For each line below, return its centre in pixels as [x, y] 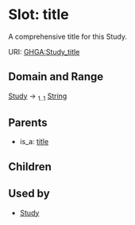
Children [30, 167]
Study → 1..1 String [38, 97]
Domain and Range [56, 77]
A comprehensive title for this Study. [67, 36]
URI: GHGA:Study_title [44, 51]
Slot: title [39, 15]
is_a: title [34, 142]
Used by [29, 194]
